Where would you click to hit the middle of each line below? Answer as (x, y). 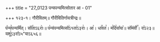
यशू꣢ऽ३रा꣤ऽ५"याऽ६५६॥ (23, 34)
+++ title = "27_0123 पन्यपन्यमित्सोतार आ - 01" (49, 8)
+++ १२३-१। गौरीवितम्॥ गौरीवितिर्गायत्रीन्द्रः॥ (43, 18)
